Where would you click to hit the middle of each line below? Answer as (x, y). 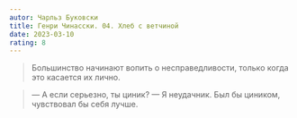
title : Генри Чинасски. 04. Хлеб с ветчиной (94, 26)
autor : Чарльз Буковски (54, 17)
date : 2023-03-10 (42, 34)
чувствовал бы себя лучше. (85, 105)
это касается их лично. (76, 78)
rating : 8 (28, 42)
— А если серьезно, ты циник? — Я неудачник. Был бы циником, (156, 95)
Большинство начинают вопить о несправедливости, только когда (160, 68)
